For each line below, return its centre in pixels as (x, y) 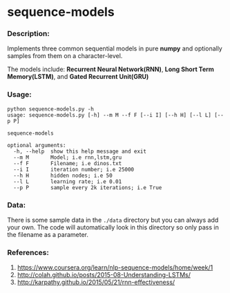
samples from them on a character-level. (65, 56)
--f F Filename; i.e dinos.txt (68, 163)
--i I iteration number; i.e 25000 (74, 169)
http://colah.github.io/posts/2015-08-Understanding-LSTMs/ (104, 275)
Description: (28, 34)
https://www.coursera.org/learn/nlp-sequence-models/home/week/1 (115, 267)
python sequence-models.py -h (51, 109)
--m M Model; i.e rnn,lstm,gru (68, 157)
